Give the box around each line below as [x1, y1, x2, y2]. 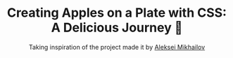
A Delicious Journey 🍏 [51, 20, 183, 36]
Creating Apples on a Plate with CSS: [6, 5, 227, 21]
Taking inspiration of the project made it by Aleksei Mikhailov [28, 43, 206, 51]
